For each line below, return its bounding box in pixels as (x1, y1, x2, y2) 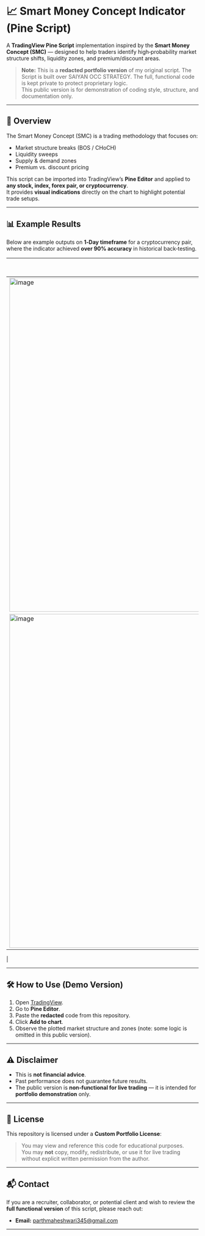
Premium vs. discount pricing (15, 163, 89, 171)
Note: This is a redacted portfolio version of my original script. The (21, 66, 192, 73)
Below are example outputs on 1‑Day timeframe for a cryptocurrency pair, (6, 238, 193, 246)
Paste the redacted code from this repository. (15, 1012, 131, 1019)
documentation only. (21, 92, 73, 100)
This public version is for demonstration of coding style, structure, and (21, 86, 199, 93)
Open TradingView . (15, 999, 64, 1006)
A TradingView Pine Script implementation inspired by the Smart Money (6, 42, 190, 49)
